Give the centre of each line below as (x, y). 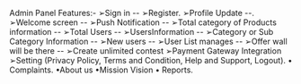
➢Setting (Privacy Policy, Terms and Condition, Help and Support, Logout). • (151, 60)
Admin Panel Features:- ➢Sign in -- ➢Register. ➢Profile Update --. (132, 13)
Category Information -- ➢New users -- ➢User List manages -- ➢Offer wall (148, 41)
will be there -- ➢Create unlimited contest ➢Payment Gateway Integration (146, 51)
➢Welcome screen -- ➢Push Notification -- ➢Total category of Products (143, 22)
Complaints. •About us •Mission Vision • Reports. (101, 70)
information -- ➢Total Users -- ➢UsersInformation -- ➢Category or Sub (142, 32)
